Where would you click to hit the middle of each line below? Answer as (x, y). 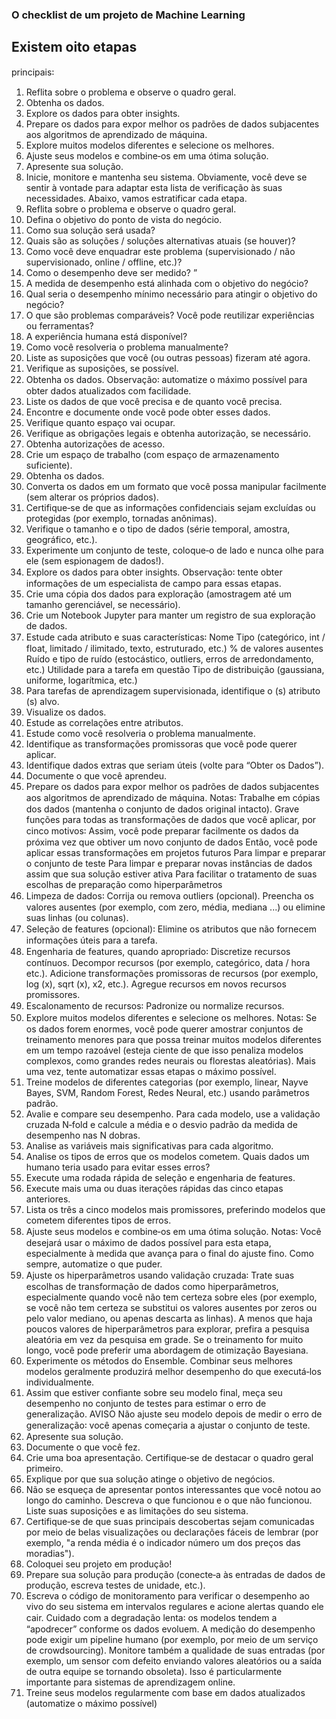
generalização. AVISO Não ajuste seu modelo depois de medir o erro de (174, 1414)
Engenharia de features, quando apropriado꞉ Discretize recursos (158, 951)
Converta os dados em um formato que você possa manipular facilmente (176, 486)
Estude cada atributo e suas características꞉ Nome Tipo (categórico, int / (175, 637)
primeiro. (44, 1468)
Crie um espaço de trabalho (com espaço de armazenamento (152, 454)
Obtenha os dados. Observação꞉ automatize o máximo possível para (166, 379)
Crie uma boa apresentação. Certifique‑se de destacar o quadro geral (169, 1457)
